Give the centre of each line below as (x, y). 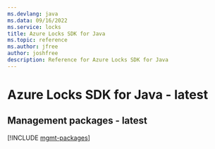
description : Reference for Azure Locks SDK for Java (88, 60)
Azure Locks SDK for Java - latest (108, 94)
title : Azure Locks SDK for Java (56, 34)
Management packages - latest (78, 121)
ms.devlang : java (33, 14)
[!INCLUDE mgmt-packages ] (49, 138)
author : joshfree (33, 54)
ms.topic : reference (38, 40)
